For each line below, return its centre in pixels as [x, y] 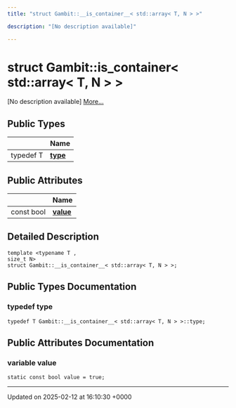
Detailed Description [53, 237]
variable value [32, 362]
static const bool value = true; [56, 377]
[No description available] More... [55, 102]
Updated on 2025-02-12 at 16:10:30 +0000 [70, 397]
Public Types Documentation [72, 287]
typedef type [30, 307]
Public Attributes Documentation [81, 342]
